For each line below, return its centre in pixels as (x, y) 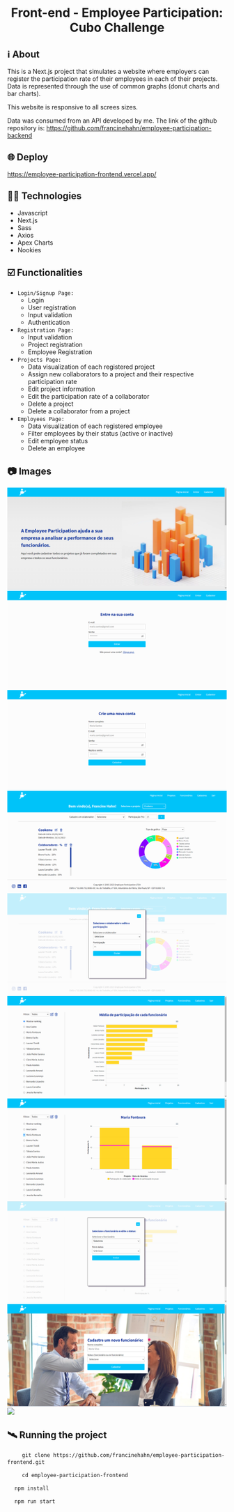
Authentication (49, 323)
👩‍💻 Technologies (45, 196)
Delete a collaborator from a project (79, 411)
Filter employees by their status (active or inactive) (100, 434)
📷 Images (30, 471)
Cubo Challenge (117, 28)
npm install (32, 1489)
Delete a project (50, 404)
